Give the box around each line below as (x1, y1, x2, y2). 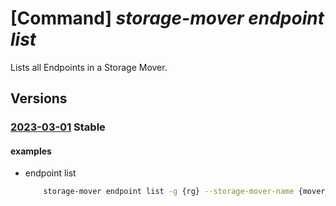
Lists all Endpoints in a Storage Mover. (10, 61, 168, 73)
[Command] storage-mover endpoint (10, 7, 325, 30)
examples (10, 145, 52, 157)
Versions (10, 90, 68, 107)
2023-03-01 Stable (10, 120, 106, 134)
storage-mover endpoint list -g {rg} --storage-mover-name (43, 187, 295, 197)
